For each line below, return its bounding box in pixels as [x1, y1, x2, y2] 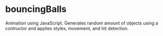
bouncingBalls [5, 3, 67, 15]
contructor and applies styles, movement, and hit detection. [5, 25, 129, 31]
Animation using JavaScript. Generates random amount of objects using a [5, 20, 158, 26]
